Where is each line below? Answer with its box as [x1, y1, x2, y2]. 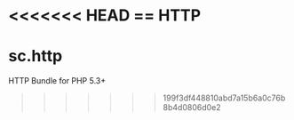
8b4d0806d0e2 [163, 102, 221, 113]
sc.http [8, 46, 63, 67]
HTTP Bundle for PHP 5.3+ [8, 76, 107, 86]
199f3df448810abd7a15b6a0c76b [163, 92, 286, 103]
